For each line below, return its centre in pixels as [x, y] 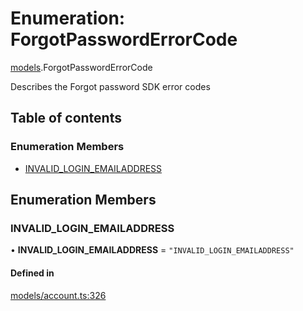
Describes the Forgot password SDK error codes [110, 86]
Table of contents [66, 118]
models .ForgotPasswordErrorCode [81, 67]
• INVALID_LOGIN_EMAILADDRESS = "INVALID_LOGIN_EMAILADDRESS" [152, 250]
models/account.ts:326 [58, 295]
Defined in [32, 273]
